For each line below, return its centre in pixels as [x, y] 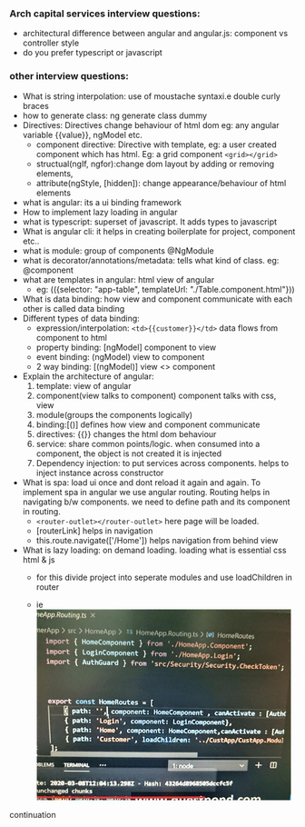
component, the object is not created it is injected [129, 453]
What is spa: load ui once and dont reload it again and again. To [142, 482]
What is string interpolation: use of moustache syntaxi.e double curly [152, 96]
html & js [39, 559]
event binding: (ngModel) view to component [120, 356]
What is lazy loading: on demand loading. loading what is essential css [154, 550]
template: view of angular [84, 385]
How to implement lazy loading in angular [100, 212]
